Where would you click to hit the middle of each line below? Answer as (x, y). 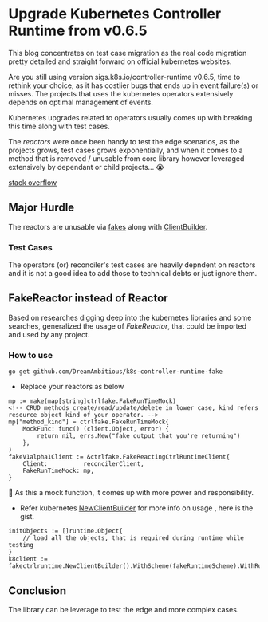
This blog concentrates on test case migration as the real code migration (128, 53)
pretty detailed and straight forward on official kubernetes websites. (120, 61)
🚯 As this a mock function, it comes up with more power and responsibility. (131, 493)
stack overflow (33, 182)
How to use (31, 355)
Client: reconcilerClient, (84, 464)
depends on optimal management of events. (81, 102)
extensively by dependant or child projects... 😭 (87, 167)
